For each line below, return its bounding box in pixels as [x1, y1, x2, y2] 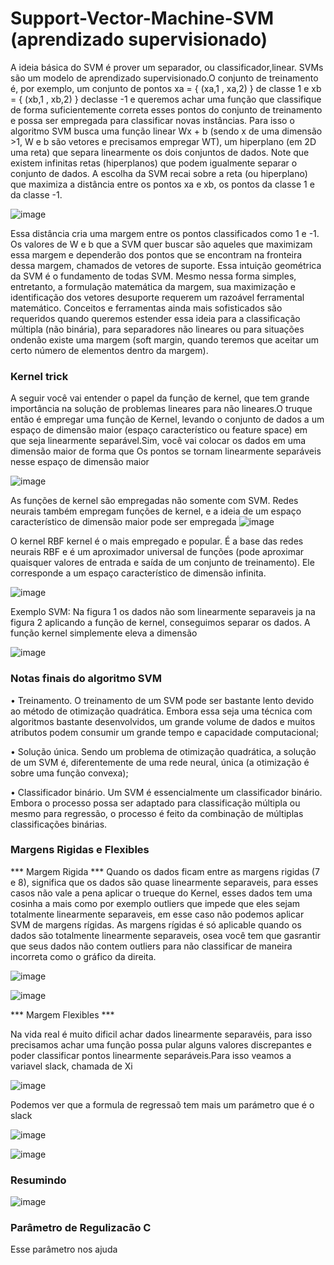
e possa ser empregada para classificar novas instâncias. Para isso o [10, 114, 295, 126]
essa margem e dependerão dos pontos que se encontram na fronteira [10, 248, 303, 261]
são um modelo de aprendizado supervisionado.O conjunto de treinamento [10, 72, 319, 84]
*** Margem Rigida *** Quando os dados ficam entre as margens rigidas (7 [10, 865, 320, 877]
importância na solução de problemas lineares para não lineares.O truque [10, 403, 313, 415]
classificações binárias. [10, 818, 108, 830]
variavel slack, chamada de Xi [10, 1060, 133, 1072]
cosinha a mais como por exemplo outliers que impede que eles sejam [10, 897, 301, 909]
